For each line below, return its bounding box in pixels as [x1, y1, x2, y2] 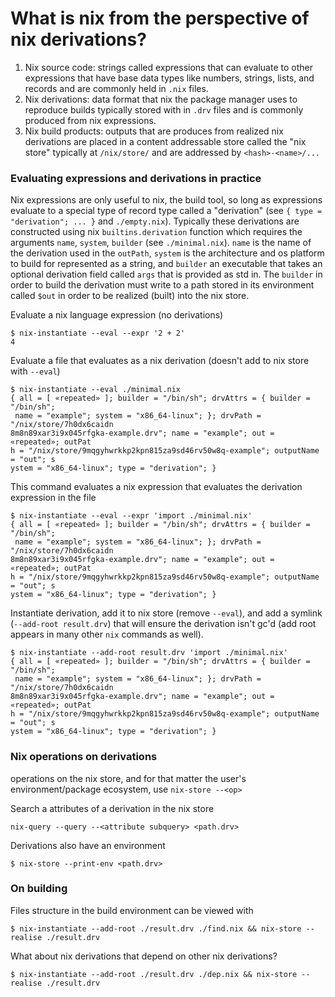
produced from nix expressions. [24, 114, 157, 126]
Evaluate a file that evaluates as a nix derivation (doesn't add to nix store [10, 355, 310, 367]
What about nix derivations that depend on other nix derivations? [10, 950, 278, 962]
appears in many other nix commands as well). [10, 628, 204, 641]
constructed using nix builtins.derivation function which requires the [10, 226, 303, 238]
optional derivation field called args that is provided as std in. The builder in [10, 268, 323, 281]
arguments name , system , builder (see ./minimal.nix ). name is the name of [10, 237, 312, 249]
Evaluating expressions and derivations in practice [10, 171, 262, 185]
